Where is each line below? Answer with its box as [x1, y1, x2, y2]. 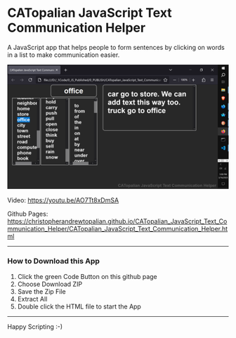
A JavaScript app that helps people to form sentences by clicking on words [7, 43, 225, 51]
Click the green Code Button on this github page [17, 272, 158, 280]
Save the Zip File [17, 287, 67, 296]
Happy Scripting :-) [7, 322, 63, 331]
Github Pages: [7, 209, 48, 219]
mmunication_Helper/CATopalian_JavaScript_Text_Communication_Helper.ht [7, 225, 228, 233]
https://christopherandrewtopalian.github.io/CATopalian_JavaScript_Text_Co [7, 217, 228, 226]
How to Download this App [7, 256, 100, 266]
